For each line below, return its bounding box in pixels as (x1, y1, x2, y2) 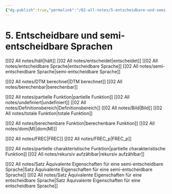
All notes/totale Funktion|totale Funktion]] (5, 110, 93, 116)
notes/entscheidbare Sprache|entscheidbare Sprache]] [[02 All (5, 63, 139, 69)
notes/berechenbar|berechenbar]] (5, 84, 78, 90)
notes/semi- (139, 63, 165, 69)
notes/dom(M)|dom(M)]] (5, 125, 57, 131)
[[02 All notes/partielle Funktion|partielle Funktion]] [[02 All (5, 93, 130, 100)
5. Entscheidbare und (5, 29, 98, 41)
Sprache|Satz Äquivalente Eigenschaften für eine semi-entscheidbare (5, 166, 153, 172)
